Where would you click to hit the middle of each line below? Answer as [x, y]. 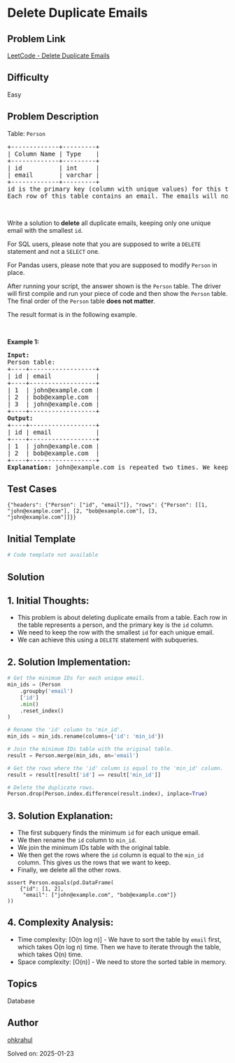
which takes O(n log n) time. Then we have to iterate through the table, [119, 947]
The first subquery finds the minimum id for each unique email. [109, 833]
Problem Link [36, 39]
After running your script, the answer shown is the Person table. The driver [114, 286]
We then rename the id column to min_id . [77, 840]
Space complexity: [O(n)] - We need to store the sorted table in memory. [122, 961]
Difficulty [28, 77]
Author [23, 1023]
